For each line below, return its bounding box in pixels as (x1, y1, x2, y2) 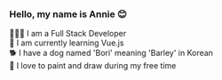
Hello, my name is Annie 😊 (9, 8, 127, 20)
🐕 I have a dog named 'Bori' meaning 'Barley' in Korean (9, 48, 213, 59)
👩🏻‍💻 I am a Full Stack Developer (9, 28, 127, 39)
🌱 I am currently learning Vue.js (9, 37, 124, 48)
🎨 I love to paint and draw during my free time (9, 60, 177, 71)
